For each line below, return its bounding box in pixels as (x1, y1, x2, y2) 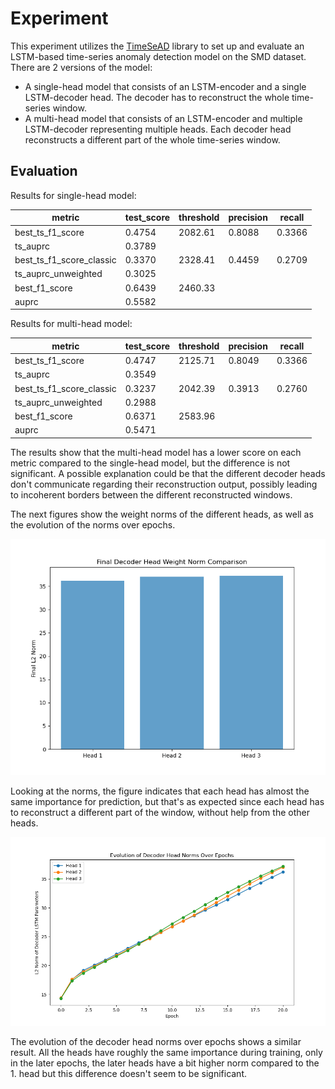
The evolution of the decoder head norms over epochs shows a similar (10, 1036, 302, 1048)
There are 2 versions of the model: (10, 61, 153, 73)
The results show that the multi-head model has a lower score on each (10, 446, 302, 458)
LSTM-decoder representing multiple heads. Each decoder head (24, 123, 292, 135)
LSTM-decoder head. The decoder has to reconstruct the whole (24, 91, 290, 103)
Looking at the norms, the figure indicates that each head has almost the (10, 785, 310, 797)
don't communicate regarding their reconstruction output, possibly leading (10, 478, 318, 490)
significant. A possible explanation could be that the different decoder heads (10, 467, 326, 479)
